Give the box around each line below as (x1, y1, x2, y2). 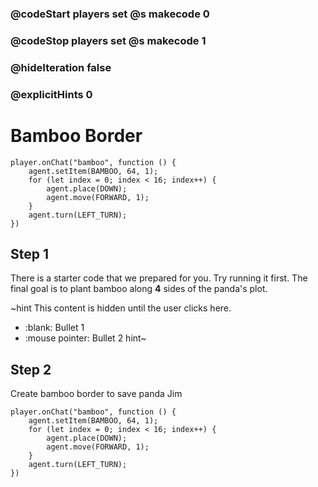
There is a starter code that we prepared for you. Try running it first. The (10, 272, 308, 284)
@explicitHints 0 (10, 87, 93, 101)
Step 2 (10, 361, 52, 378)
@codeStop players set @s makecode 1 (10, 33, 207, 47)
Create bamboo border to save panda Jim (10, 388, 183, 400)
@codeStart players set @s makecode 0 (10, 7, 210, 21)
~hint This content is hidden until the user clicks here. (10, 302, 232, 314)
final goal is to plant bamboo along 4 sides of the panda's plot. (10, 283, 268, 295)
